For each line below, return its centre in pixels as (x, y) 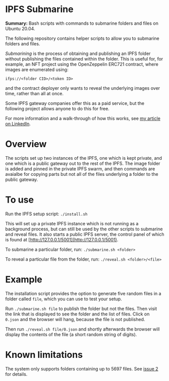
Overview (26, 144)
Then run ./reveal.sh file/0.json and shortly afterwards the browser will (82, 329)
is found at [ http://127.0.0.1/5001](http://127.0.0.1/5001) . (62, 239)
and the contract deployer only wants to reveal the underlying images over (83, 88)
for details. (16, 374)
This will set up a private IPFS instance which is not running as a (72, 223)
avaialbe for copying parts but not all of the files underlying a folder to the (82, 174)
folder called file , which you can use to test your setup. (64, 299)
